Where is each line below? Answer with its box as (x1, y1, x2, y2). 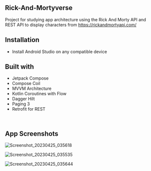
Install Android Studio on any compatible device (12, 48, 107, 55)
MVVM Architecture (12, 85, 52, 91)
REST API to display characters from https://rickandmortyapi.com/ (5, 22, 137, 28)
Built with (5, 63, 34, 71)
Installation (5, 36, 40, 44)
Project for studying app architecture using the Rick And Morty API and (5, 16, 146, 22)
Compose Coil (12, 81, 41, 86)
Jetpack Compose (12, 75, 49, 81)
